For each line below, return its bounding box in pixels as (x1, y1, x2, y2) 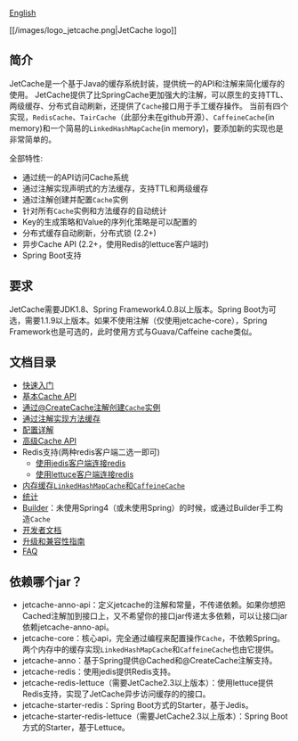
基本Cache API (21, 391, 77, 402)
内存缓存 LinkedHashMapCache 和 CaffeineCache (21, 481, 185, 491)
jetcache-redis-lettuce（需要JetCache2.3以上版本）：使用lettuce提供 (21, 678, 274, 688)
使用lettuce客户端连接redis (35, 469, 134, 480)
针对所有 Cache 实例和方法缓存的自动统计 (21, 205, 167, 216)
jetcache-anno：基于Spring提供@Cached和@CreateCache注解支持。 (21, 655, 278, 666)
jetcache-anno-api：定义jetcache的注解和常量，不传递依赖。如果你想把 (21, 599, 286, 610)
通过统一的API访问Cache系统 (21, 171, 129, 182)
